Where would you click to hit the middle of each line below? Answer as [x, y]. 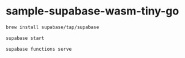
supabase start [25, 38]
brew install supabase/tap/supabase [52, 27]
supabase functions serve [39, 49]
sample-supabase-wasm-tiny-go [92, 11]
